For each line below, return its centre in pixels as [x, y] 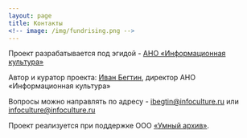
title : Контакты [35, 23]
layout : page [30, 16]
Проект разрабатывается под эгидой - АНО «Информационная [117, 54]
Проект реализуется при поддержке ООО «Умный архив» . [109, 126]
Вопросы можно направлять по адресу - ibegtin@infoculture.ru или [123, 102]
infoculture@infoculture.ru [52, 110]
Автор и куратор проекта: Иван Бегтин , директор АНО [102, 78]
